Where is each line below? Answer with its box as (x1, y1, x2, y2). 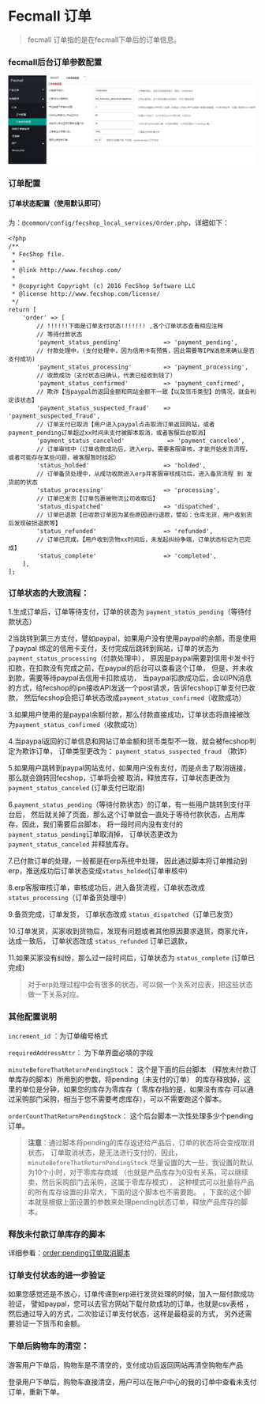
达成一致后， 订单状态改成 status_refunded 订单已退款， (8, 937, 192, 946)
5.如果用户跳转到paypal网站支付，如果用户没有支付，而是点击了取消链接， (8, 763, 251, 773)
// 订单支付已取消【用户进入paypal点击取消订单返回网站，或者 (36, 421, 215, 429)
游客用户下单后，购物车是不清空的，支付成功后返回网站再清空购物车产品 (8, 1360, 243, 1369)
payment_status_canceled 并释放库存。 (8, 839, 133, 849)
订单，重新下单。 (8, 1387, 64, 1396)
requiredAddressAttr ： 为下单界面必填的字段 (8, 1047, 154, 1057)
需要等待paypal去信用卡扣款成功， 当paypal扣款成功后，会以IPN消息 (28, 673, 252, 683)
